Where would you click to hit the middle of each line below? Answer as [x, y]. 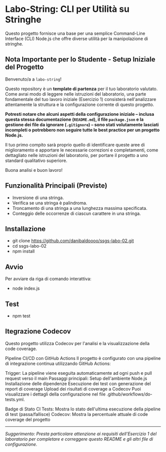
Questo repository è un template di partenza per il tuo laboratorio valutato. [82, 89]
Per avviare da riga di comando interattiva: [48, 279]
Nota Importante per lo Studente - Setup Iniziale [80, 60]
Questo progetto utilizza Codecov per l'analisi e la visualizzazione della [77, 343]
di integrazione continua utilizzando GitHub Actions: [58, 363]
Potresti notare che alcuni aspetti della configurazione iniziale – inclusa [80, 114]
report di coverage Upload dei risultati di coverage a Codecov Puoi [73, 389]
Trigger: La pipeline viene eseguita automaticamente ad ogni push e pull [79, 373]
